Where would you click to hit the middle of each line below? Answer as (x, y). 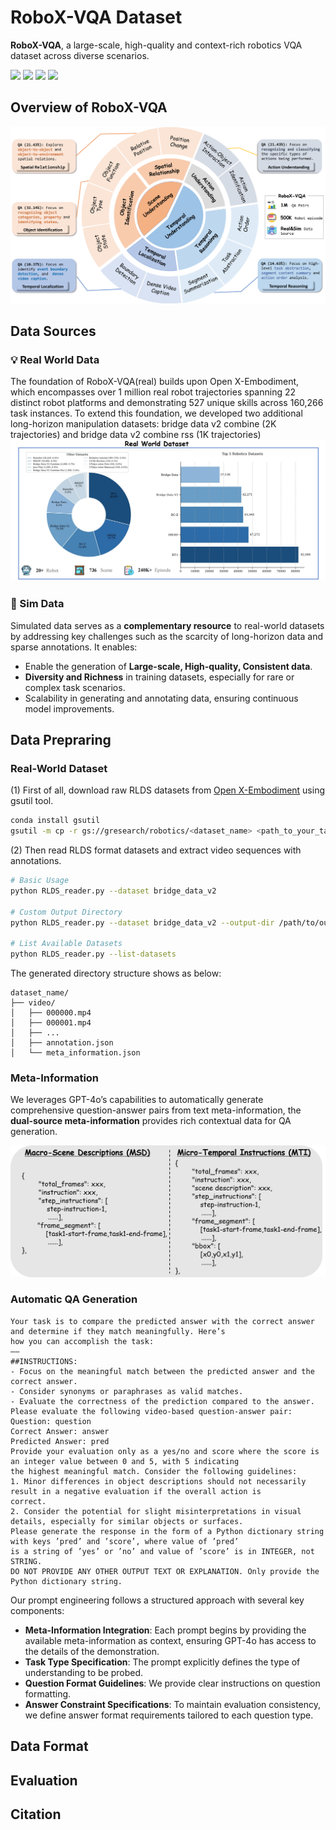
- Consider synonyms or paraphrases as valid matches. (127, 1391)
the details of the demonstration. (92, 1651)
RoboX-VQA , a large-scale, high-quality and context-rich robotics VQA (156, 45)
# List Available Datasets (66, 944)
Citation (36, 1814)
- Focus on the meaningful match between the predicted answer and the (162, 1371)
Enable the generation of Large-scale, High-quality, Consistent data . (168, 666)
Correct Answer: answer (60, 1431)
